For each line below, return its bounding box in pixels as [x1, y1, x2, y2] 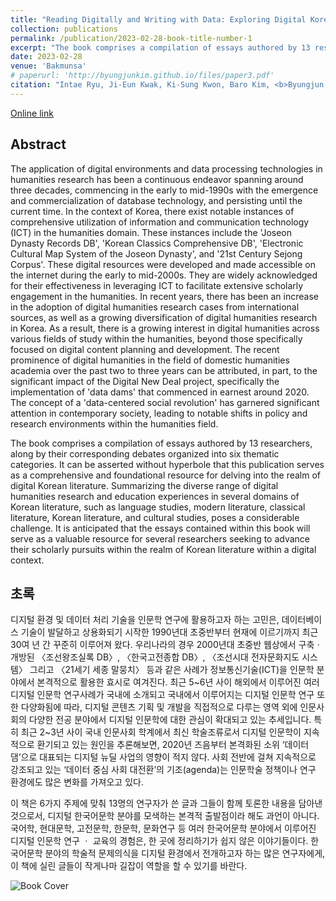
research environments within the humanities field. [10, 417, 219, 430]
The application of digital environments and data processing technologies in [10, 162, 323, 175]
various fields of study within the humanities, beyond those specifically [10, 332, 303, 345]
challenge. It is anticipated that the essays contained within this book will [10, 522, 311, 534]
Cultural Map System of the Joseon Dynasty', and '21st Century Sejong [10, 247, 303, 260]
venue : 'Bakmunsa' [10, 61, 87, 71]
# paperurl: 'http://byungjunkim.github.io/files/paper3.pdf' [10, 71, 275, 81]
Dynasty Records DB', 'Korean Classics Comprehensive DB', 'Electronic [10, 237, 304, 249]
